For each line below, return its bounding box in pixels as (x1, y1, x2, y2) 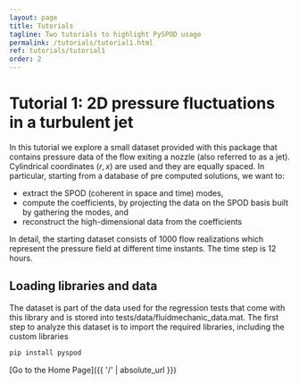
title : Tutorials (9, 21, 74, 30)
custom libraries (9, 330, 69, 341)
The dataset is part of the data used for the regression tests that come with (9, 302, 286, 313)
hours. (9, 252, 33, 263)
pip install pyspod (9, 348, 82, 357)
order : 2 (9, 55, 42, 64)
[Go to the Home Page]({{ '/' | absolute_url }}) (9, 364, 177, 375)
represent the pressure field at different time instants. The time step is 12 (9, 243, 277, 253)
